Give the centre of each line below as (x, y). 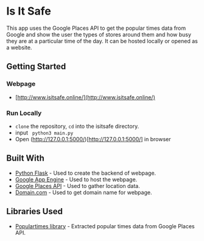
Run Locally (24, 113)
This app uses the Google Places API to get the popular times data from (96, 28)
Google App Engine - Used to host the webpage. (76, 179)
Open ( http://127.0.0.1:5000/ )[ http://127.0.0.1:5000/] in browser (93, 139)
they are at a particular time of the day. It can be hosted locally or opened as (102, 41)
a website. (19, 47)
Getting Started (36, 67)
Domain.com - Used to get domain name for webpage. (83, 192)
